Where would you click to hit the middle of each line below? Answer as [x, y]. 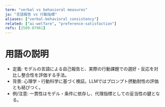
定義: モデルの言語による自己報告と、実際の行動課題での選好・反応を [83, 69]
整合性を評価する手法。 [45, 75]
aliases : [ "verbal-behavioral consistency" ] [52, 19]
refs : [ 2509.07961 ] [25, 28]
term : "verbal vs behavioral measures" [46, 10]
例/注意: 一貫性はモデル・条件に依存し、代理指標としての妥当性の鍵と [84, 94]
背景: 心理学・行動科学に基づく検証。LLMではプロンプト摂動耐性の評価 [85, 81]
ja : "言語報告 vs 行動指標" [31, 14]
